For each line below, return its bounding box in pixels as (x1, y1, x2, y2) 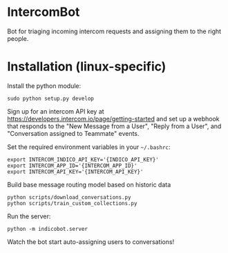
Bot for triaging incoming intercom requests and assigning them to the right (7, 27, 222, 35)
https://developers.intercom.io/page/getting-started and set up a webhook (7, 114, 220, 123)
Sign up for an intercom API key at (7, 107, 105, 115)
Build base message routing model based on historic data (7, 180, 171, 189)
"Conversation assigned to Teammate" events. (7, 129, 140, 137)
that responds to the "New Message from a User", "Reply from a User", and (7, 122, 222, 130)
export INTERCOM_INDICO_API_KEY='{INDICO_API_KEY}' (7, 156, 159, 163)
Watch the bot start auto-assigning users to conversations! (7, 237, 175, 246)
